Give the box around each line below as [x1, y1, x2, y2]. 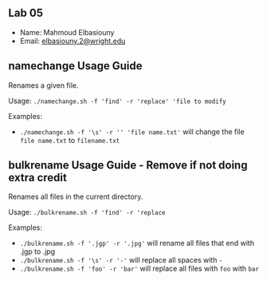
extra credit [8, 171, 68, 184]
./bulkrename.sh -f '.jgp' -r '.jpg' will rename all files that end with [19, 239, 255, 248]
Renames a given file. [8, 80, 79, 90]
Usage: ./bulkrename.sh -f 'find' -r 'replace [8, 208, 166, 217]
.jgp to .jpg [19, 247, 56, 256]
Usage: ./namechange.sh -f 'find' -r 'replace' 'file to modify [8, 96, 226, 105]
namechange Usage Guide [8, 59, 143, 73]
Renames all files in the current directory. [8, 192, 143, 202]
